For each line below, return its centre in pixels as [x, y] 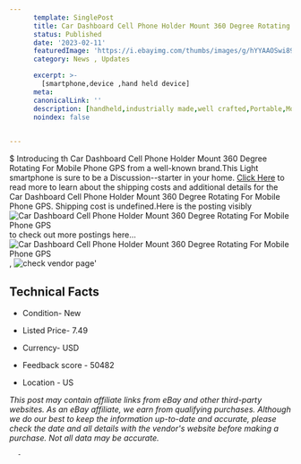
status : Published [67, 34]
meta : [43, 92]
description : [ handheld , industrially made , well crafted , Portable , [159, 108]
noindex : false [61, 117]
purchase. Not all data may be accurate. [84, 438]
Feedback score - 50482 [68, 365]
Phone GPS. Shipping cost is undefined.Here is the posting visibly [131, 206]
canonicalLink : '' [67, 100]
